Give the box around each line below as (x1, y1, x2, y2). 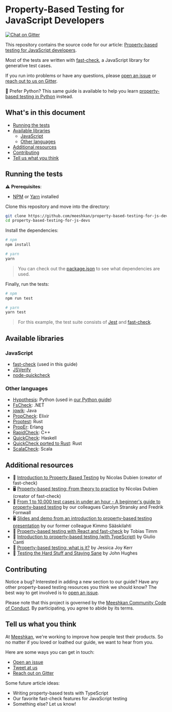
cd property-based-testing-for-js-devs (5, 218, 91, 223)
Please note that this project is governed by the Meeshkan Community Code (5, 599, 166, 605)
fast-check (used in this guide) (12, 361, 78, 367)
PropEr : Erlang (12, 424, 44, 430)
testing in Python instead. (19, 93, 73, 99)
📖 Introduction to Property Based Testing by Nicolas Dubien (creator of (12, 475, 162, 481)
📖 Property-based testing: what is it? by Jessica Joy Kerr (12, 545, 133, 551)
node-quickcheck (12, 372, 50, 378)
